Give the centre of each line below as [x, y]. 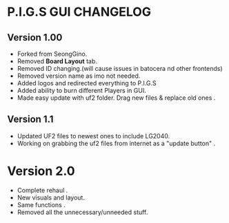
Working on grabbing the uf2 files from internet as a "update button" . [116, 143]
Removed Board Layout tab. [57, 61]
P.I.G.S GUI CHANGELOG [79, 12]
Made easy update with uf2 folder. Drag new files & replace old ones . [116, 98]
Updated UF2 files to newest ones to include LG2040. [93, 136]
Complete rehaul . [42, 190]
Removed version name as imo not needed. [79, 76]
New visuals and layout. [51, 198]
